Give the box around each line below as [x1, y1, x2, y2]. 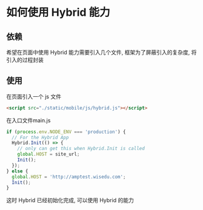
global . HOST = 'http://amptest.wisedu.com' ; [12, 174, 126, 180]
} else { [6, 168, 28, 174]
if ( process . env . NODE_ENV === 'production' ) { [6, 128, 126, 135]
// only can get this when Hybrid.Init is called [17, 146, 145, 152]
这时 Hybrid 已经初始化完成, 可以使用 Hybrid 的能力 [6, 197, 135, 204]
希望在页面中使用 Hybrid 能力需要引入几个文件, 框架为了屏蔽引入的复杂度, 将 [6, 49, 197, 56]
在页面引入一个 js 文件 [6, 93, 62, 100]
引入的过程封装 [6, 56, 44, 64]
